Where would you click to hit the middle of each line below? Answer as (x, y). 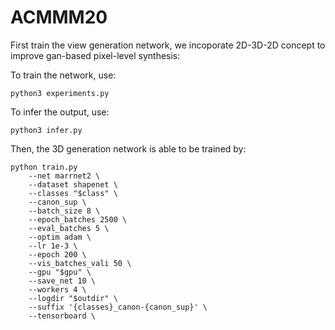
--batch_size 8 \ (64, 211)
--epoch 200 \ (57, 254)
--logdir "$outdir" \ (73, 298)
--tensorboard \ (62, 316)
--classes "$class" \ (73, 193)
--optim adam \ (60, 237)
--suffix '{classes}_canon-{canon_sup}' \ (118, 307)
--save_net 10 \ (62, 281)
